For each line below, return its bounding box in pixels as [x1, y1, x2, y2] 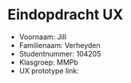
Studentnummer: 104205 [18, 49, 101, 58]
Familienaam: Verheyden [18, 40, 101, 49]
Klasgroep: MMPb [18, 57, 79, 67]
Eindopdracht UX [7, 6, 124, 24]
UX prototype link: [18, 65, 79, 75]
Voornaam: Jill [18, 32, 67, 41]
